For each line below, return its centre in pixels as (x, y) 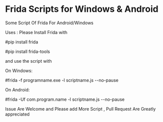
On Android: (17, 89)
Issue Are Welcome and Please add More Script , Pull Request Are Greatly (81, 109)
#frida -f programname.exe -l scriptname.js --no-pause (62, 80)
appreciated (17, 114)
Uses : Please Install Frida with (36, 32)
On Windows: (19, 71)
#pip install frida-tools (28, 51)
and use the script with (28, 61)
